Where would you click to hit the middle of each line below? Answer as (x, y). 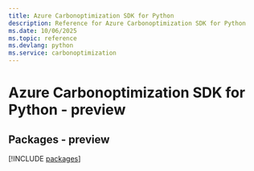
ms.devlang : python (41, 46)
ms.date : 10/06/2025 (43, 31)
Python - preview (67, 110)
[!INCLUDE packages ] (45, 159)
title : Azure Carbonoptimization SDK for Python (91, 16)
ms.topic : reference (43, 38)
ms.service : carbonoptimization (62, 53)
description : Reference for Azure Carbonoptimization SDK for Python (127, 23)
